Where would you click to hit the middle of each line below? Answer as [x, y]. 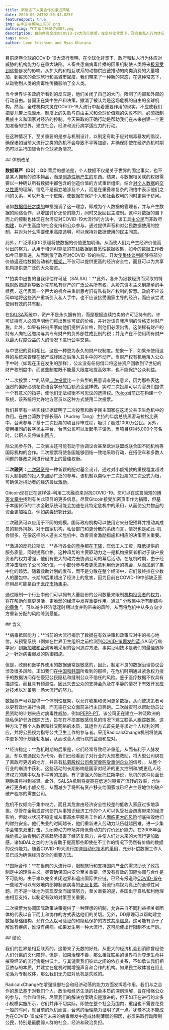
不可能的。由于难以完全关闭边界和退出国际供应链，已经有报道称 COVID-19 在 [84, 878]
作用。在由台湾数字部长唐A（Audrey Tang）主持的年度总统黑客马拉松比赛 [82, 416]
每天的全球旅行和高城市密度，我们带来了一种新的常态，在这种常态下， [91, 77]
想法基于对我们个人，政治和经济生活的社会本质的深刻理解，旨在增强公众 [89, 991]
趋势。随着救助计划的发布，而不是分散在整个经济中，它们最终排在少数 [91, 571]
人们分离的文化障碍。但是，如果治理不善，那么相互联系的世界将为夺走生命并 [84, 955]
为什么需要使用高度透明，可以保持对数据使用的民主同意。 [82, 232]
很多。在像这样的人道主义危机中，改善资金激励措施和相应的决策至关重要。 [87, 535]
